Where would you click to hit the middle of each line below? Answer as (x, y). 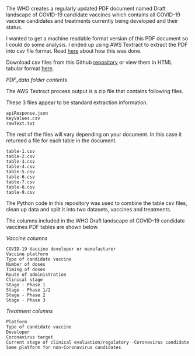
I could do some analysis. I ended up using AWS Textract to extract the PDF (97, 44)
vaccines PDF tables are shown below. (53, 227)
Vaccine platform (27, 254)
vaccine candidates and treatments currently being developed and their (92, 21)
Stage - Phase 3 (26, 300)
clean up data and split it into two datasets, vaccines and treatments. (89, 209)
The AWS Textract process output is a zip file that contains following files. (95, 91)
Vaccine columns (27, 238)
